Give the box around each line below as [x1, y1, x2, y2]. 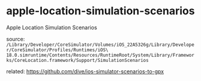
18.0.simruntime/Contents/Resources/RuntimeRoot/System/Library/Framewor [6, 52, 195, 58]
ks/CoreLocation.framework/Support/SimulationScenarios [6, 57, 149, 63]
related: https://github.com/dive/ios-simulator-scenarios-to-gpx [6, 67, 164, 75]
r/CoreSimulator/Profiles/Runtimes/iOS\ [6, 46, 109, 53]
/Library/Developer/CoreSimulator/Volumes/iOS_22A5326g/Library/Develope [6, 42, 195, 48]
